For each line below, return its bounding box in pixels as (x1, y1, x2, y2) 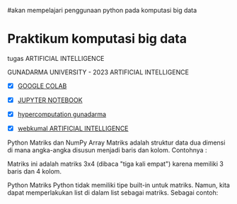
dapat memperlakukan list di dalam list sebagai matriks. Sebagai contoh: (7, 188, 219, 197)
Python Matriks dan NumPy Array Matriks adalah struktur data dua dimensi (7, 138, 226, 147)
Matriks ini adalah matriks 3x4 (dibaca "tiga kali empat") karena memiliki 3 (7, 159, 224, 169)
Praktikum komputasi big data (7, 31, 187, 47)
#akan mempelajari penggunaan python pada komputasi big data (7, 6, 197, 14)
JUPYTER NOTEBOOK (17, 96, 83, 104)
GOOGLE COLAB (17, 81, 67, 90)
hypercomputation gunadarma (17, 110, 107, 119)
